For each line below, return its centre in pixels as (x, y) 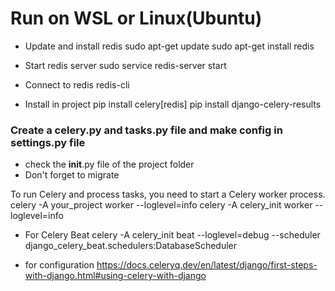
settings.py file (48, 142)
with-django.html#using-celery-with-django (115, 276)
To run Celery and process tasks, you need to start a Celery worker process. (168, 194)
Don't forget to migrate (72, 175)
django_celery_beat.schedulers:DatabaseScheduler (131, 246)
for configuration (59, 265)
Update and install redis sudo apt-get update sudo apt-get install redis (169, 46)
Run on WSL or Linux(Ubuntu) (136, 18)
